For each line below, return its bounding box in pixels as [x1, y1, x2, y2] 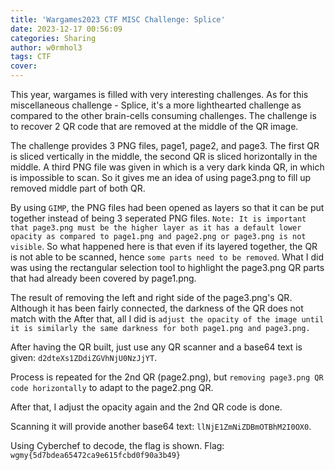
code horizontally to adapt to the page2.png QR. [10, 382, 214, 393]
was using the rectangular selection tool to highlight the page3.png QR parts [10, 262, 325, 273]
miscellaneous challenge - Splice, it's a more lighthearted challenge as [10, 99, 302, 111]
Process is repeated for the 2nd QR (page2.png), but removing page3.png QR [10, 371, 324, 383]
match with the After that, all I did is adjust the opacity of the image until [10, 313, 325, 325]
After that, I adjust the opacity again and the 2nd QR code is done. [10, 401, 283, 413]
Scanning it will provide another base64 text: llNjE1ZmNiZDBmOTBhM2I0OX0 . [10, 421, 312, 432]
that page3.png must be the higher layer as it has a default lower [10, 223, 302, 233]
